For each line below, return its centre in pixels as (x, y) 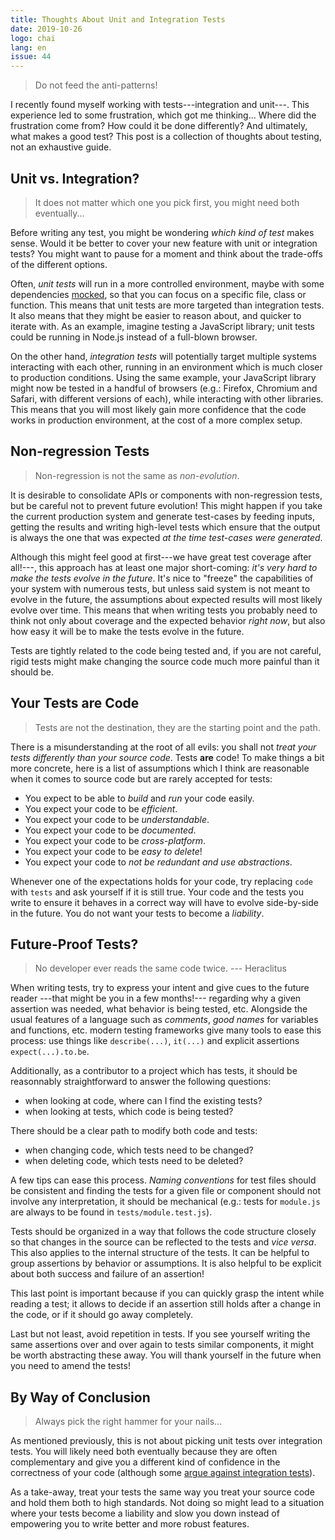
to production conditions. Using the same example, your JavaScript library (163, 377)
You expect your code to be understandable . (117, 819)
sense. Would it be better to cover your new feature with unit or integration (164, 243)
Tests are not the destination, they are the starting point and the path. (177, 727)
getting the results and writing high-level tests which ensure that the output (165, 527)
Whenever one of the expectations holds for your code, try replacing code (161, 881)
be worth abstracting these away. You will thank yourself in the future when (166, 1355)
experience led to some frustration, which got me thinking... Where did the (163, 115)
